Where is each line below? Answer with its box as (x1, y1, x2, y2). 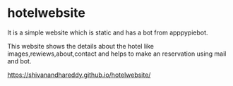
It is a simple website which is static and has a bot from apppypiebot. (7, 28, 208, 37)
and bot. (7, 56, 32, 65)
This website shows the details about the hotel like (7, 42, 154, 50)
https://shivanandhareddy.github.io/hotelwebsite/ (7, 70, 151, 79)
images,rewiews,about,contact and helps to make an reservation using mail (7, 49, 227, 58)
